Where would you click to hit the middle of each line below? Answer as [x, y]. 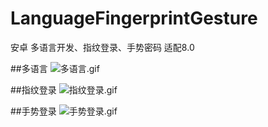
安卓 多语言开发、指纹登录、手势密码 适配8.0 [102, 47]
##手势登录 [33, 111]
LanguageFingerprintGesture [134, 18]
